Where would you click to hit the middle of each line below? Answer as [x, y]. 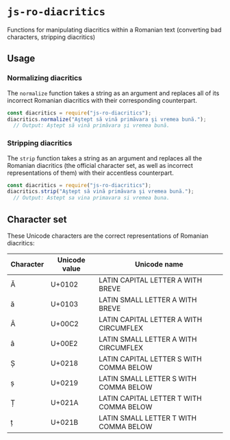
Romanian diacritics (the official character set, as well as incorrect [100, 165]
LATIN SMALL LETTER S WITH [148, 378]
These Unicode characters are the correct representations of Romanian [108, 236]
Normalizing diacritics [45, 78]
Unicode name [159, 264]
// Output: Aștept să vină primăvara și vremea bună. [91, 125]
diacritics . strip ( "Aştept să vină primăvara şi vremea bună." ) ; [101, 192]
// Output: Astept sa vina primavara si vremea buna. [91, 198]
